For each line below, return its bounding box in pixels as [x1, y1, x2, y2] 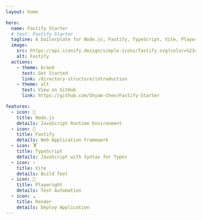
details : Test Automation [16, 187, 82, 193]
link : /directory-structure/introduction [21, 76, 128, 82]
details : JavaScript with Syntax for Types [16, 154, 128, 160]
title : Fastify [16, 131, 55, 137]
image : [11, 42, 28, 48]
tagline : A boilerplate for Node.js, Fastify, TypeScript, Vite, [11, 37, 179, 43]
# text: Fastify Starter [11, 31, 74, 37]
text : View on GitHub [21, 87, 77, 93]
